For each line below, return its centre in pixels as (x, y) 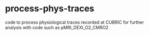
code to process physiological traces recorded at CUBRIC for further (74, 22)
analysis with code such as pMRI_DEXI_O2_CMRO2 (57, 27)
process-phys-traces (50, 9)
